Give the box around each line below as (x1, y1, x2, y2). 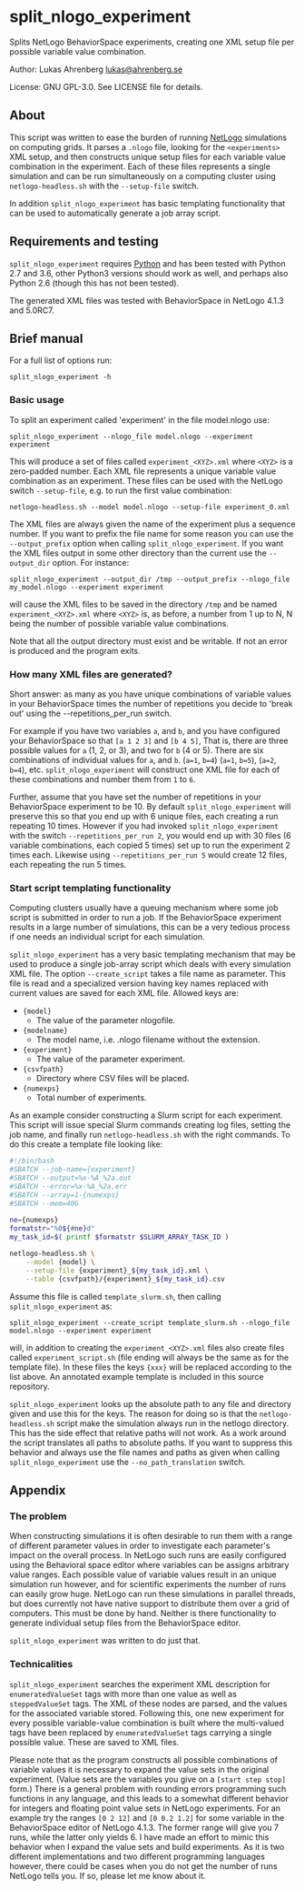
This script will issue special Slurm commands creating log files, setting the (9, 1120, 291, 1131)
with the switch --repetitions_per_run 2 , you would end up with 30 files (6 (9, 829, 292, 840)
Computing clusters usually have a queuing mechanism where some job (9, 902, 279, 913)
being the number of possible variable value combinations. (9, 618, 229, 628)
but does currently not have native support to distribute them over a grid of (9, 1598, 290, 1609)
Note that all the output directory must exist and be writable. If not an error (9, 635, 289, 647)
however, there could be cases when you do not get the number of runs (9, 1860, 279, 1871)
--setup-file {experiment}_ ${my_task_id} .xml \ (25, 1266, 209, 1275)
